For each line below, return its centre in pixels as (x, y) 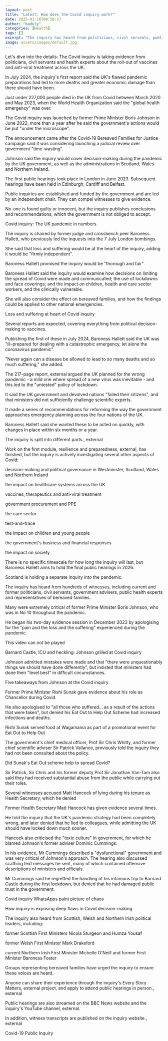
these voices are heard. (29, 973)
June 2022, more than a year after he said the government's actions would (82, 123)
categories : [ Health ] (28, 29)
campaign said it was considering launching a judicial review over (73, 143)
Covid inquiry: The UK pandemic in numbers (51, 224)
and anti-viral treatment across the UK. (45, 67)
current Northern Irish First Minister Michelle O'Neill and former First (75, 952)
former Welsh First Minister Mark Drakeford (50, 943)
